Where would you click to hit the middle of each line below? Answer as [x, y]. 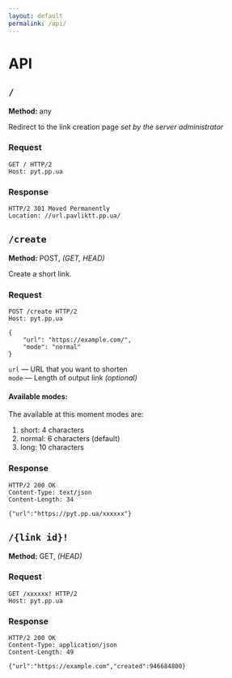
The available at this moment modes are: [76, 414]
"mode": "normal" [52, 347]
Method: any [30, 111]
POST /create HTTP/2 [43, 312]
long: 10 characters [52, 448]
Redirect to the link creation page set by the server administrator [116, 127]
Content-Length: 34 [41, 500]
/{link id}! [38, 538]
